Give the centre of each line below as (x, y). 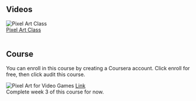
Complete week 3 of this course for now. (55, 92)
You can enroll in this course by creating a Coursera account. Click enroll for (98, 68)
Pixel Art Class (24, 30)
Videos (19, 10)
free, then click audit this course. (46, 74)
